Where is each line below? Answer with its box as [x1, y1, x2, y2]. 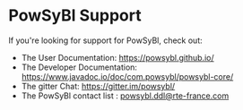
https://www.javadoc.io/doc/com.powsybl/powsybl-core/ [21, 71, 234, 81]
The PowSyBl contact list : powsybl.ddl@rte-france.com [21, 90, 230, 101]
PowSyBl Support [8, 5, 142, 26]
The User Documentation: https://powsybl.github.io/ [21, 52, 214, 63]
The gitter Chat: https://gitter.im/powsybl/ [21, 80, 176, 91]
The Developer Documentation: [21, 62, 138, 72]
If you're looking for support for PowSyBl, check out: [8, 35, 203, 46]
